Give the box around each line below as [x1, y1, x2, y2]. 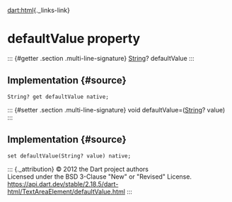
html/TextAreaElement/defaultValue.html [7, 187, 126, 196]
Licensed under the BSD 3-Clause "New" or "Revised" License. [7, 172, 192, 181]
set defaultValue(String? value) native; [7, 152, 132, 160]
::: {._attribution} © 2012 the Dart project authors [7, 165, 149, 173]
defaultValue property [7, 31, 141, 47]
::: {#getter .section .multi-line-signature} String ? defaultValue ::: [7, 54, 195, 62]
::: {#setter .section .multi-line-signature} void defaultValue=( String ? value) [7, 105, 226, 114]
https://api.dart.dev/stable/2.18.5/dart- [7, 179, 119, 188]
